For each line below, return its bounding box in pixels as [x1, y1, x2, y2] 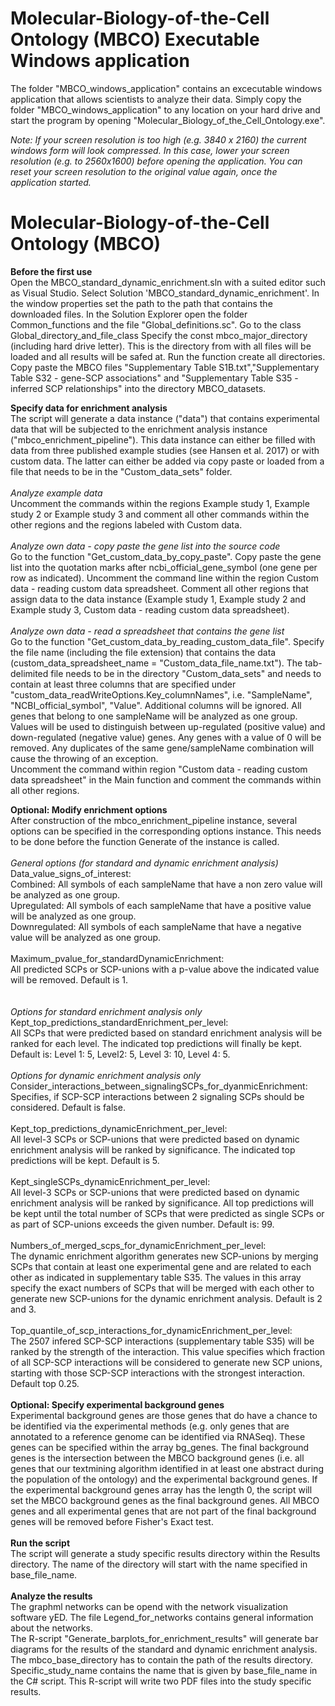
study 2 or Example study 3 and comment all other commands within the [10, 508, 310, 520]
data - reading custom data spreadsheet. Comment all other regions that [10, 582, 309, 594]
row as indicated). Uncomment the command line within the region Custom [10, 572, 319, 584]
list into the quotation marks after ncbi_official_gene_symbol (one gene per [10, 561, 318, 573]
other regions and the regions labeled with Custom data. [10, 518, 243, 531]
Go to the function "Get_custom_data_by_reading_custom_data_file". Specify [10, 635, 325, 647]
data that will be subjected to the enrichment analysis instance [10, 423, 268, 435]
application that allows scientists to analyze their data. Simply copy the [10, 93, 302, 105]
